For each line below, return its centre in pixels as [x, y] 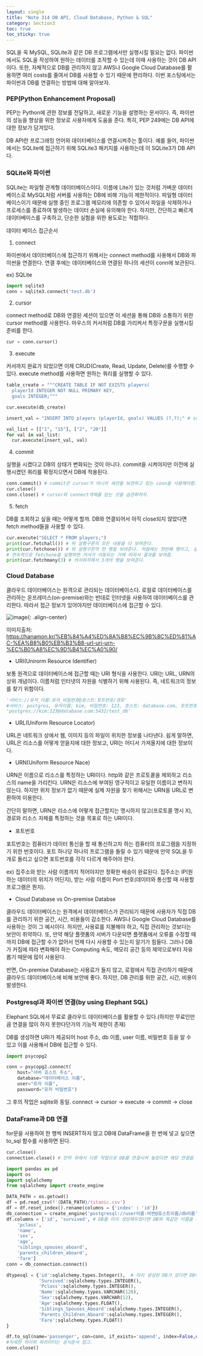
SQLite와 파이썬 [28, 173]
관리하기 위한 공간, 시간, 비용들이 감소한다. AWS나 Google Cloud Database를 [104, 919]
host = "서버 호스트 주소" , [45, 1073]
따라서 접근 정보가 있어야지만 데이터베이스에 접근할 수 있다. [93, 605]
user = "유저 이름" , [38, 1084]
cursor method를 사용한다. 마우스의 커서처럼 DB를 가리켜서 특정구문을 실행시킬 [100, 323]
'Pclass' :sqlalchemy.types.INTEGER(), [87, 1286]
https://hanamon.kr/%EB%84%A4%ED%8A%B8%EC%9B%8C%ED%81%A [101, 636]
